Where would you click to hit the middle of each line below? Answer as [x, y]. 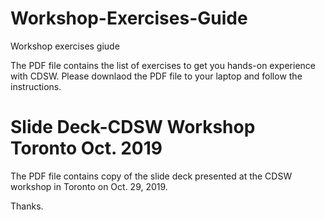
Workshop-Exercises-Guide [129, 18]
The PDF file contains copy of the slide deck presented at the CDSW [151, 176]
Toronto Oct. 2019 [86, 148]
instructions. [36, 86]
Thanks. [27, 206]
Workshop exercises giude [65, 46]
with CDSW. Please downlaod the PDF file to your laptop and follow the [156, 76]
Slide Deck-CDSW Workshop [133, 127]
